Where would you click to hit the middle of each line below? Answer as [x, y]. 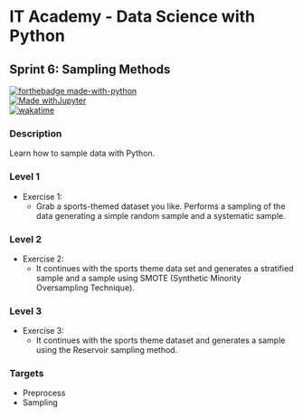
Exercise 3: [43, 331]
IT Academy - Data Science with [133, 17]
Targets [27, 374]
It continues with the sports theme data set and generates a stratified [165, 268]
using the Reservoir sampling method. [107, 350]
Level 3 [26, 311]
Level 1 [25, 176]
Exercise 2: [43, 259]
